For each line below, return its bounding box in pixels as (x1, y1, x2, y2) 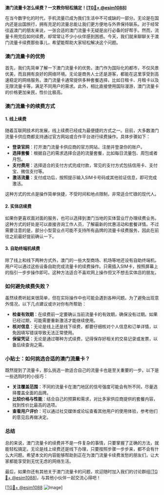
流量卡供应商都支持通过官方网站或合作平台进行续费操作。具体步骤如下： (5, 134, 150, 140)
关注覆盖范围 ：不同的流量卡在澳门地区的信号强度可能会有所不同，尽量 (12, 384, 154, 390)
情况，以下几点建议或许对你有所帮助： (9, 301, 86, 307)
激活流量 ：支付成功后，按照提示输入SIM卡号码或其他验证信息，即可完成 (12, 174, 157, 180)
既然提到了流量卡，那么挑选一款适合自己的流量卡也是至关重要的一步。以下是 (5, 367, 159, 373)
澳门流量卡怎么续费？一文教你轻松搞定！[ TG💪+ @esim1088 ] (5, 5, 127, 10)
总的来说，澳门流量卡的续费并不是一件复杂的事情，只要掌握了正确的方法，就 (5, 440, 159, 446)
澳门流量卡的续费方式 (5, 103, 55, 109)
